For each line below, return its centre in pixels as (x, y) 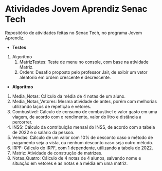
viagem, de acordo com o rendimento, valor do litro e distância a (77, 117)
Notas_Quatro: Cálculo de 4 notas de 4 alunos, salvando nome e (76, 158)
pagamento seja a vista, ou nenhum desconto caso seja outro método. (82, 142)
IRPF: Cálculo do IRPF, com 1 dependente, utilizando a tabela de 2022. (82, 148)
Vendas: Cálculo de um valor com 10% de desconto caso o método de (82, 137)
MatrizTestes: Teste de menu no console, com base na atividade (84, 62)
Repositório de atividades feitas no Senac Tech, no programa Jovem (73, 33)
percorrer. (22, 122)
